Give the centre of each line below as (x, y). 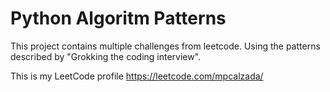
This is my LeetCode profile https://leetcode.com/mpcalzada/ (137, 76)
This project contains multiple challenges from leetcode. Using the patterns (165, 46)
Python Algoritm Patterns (118, 18)
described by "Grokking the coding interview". (106, 56)
